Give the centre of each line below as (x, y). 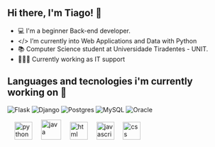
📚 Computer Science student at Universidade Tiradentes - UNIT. (113, 49)
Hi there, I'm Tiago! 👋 (55, 13)
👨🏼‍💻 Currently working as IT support (71, 59)
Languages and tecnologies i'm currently (100, 81)
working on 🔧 (37, 93)
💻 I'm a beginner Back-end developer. (74, 31)
